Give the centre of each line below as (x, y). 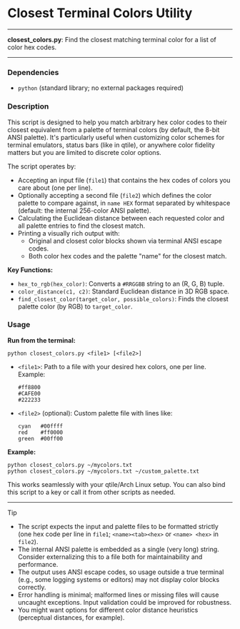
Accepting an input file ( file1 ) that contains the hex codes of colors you (124, 180)
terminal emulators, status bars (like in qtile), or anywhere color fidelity (111, 145)
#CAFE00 (29, 393)
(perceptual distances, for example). (71, 617)
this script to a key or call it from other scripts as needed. (91, 492)
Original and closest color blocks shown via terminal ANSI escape (125, 241)
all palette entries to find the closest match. (81, 226)
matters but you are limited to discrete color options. (85, 152)
